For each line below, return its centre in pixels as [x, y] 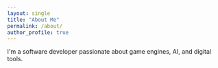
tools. [15, 59]
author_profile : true [38, 32]
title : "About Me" [33, 20]
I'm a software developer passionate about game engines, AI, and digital [109, 52]
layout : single [29, 13]
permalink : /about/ [35, 26]
